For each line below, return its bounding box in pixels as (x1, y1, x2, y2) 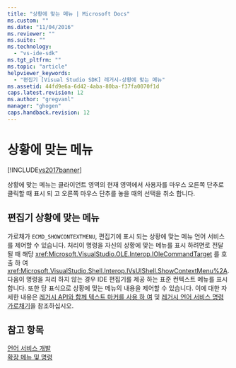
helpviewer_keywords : (7, 69, 71, 76)
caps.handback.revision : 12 (7, 109, 90, 116)
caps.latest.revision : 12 (7, 89, 83, 96)
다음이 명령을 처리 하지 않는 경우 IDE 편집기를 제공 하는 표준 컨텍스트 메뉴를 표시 (7, 275, 228, 283)
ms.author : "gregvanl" (7, 96, 74, 103)
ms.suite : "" (7, 37, 46, 44)
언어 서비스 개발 (7, 344, 52, 352)
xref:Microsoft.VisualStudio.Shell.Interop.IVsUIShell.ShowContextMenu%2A (7, 266, 228, 275)
